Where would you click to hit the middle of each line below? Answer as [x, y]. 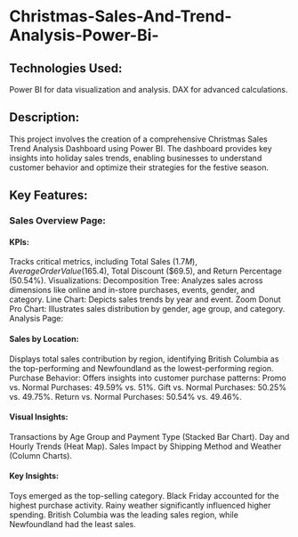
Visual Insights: [39, 417]
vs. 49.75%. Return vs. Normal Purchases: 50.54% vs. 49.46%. [125, 396]
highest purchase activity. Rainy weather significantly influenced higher [140, 505]
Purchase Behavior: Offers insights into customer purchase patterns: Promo [148, 378]
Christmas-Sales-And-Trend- [121, 16]
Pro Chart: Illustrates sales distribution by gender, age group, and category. [147, 309]
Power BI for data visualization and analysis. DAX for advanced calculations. [149, 89]
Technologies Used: [66, 68]
